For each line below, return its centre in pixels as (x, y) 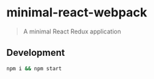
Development (36, 53)
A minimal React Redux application (72, 31)
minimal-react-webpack (77, 13)
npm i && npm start (34, 68)
